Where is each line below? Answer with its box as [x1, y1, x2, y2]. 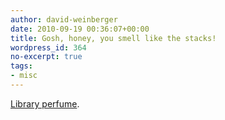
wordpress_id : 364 [10, 42, 87, 53]
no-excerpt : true [10, 52, 83, 62]
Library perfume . [10, 97, 80, 110]
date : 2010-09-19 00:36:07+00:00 [10, 24, 150, 34]
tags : [10, 61, 33, 71]
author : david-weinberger [10, 14, 118, 25]
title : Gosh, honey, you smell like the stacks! [10, 33, 217, 43]
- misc [10, 71, 38, 81]
